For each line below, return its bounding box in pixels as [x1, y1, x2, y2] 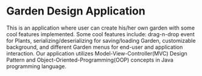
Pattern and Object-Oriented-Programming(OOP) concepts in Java [6, 56, 173, 63]
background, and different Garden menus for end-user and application [6, 43, 183, 51]
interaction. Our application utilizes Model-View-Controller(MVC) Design [6, 49, 187, 57]
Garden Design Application [6, 4, 146, 18]
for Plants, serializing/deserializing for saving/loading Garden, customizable [6, 37, 196, 44]
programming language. [6, 62, 67, 70]
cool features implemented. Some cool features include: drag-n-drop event [6, 30, 195, 37]
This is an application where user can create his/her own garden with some [6, 24, 195, 31]
